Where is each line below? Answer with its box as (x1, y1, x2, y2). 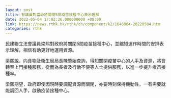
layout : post (5, 7, 33, 13)
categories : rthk (5, 26, 42, 31)
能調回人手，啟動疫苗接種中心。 (5, 87, 72, 93)
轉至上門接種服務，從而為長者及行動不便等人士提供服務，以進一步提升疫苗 (5, 64, 161, 70)
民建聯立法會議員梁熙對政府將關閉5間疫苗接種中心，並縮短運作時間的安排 (5, 41, 160, 47)
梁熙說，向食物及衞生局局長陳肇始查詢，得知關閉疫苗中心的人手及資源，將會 (5, 58, 166, 64)
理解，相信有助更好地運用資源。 (9, 47, 77, 53)
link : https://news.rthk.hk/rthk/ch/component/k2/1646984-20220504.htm (5, 21, 160, 27)
